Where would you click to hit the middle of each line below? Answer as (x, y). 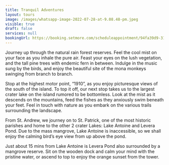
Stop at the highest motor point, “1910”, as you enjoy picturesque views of (82, 83)
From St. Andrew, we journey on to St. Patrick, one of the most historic (78, 120)
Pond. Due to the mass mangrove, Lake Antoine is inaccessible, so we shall (83, 131)
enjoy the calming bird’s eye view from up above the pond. (66, 136)
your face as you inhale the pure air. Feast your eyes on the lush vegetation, (84, 58)
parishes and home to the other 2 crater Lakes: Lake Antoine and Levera (80, 125)
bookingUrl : (18, 38)
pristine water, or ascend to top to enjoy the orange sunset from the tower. (82, 156)
